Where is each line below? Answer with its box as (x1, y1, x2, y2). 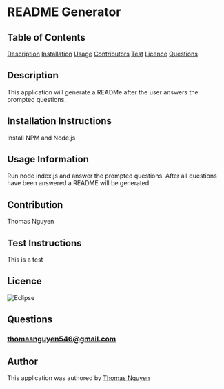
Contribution (7, 199, 63, 211)
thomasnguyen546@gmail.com (7, 335, 116, 344)
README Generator (7, 4, 121, 20)
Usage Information (7, 154, 90, 165)
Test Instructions (7, 237, 82, 249)
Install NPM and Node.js (7, 134, 76, 142)
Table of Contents (7, 32, 86, 43)
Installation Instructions (7, 115, 112, 127)
